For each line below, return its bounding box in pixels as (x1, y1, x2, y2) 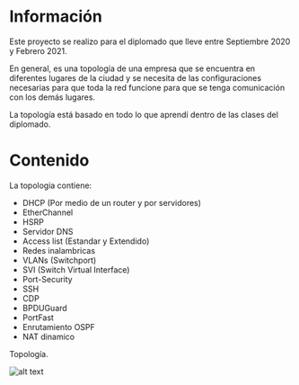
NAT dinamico (22, 331, 75, 342)
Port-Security (22, 273, 74, 284)
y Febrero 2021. (9, 45, 67, 56)
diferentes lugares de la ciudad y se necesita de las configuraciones (9, 72, 262, 83)
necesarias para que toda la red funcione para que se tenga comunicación (9, 82, 286, 93)
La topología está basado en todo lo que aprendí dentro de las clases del (9, 109, 278, 120)
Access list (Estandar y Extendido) (22, 236, 150, 246)
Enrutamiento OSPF (22, 321, 96, 332)
